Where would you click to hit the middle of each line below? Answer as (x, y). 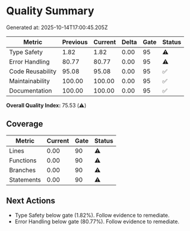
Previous (75, 42)
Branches (23, 170)
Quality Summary (50, 11)
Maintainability (30, 81)
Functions (23, 160)
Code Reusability (33, 71)
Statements (25, 179)
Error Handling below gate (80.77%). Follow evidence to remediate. (97, 221)
